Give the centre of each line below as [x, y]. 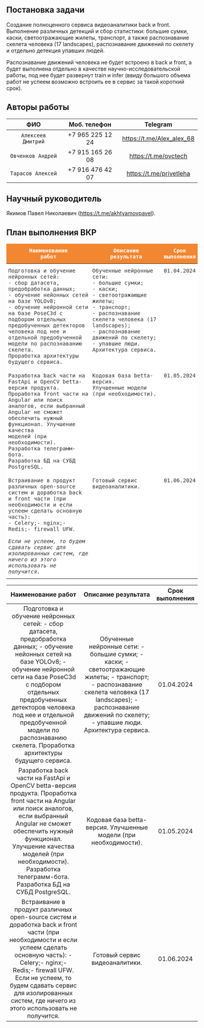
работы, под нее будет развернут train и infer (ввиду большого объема [98, 75]
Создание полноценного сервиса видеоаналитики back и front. [89, 24]
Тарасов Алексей [34, 173]
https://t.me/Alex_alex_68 [158, 138]
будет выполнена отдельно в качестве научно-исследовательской [93, 69]
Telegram [159, 124]
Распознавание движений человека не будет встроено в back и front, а [99, 62]
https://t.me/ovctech [158, 156]
